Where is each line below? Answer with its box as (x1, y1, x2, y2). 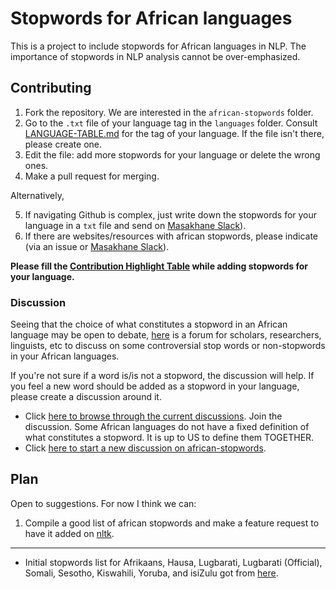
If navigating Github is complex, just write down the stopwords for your (24, 208, 318, 221)
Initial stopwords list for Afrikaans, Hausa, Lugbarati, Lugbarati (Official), (24, 556, 323, 568)
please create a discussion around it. (10, 391, 162, 403)
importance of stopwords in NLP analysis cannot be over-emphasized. (10, 50, 301, 62)
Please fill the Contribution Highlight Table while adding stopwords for (10, 260, 308, 272)
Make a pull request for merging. (24, 170, 160, 182)
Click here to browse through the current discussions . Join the (24, 410, 283, 422)
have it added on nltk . (24, 527, 115, 539)
